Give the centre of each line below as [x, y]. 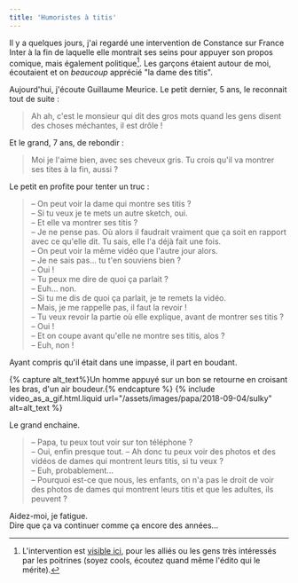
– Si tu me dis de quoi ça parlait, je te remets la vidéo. [128, 298]
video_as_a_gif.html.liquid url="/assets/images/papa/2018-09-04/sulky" [141, 398]
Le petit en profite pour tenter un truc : [79, 186]
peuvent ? [49, 499]
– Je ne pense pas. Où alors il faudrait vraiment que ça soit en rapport [158, 232]
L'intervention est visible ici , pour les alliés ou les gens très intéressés [149, 551]
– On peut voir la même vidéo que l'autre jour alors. [125, 251]
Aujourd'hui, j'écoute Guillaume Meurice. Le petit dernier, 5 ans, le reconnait [148, 90]
